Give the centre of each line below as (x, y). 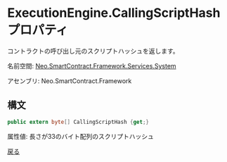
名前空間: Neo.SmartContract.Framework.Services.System (92, 66)
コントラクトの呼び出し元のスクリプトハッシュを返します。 (93, 51)
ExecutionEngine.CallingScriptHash (114, 13)
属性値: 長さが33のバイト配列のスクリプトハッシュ (81, 136)
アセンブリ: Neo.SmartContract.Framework (70, 81)
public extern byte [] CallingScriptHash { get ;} (78, 122)
